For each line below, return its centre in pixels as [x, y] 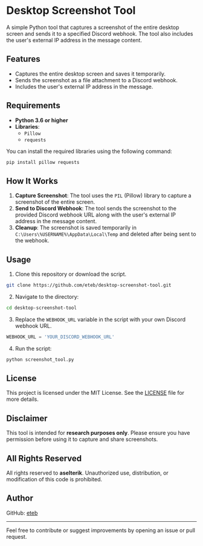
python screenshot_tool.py [40, 359]
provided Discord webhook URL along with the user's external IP [95, 215]
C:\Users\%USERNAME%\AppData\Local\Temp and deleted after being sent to [105, 234]
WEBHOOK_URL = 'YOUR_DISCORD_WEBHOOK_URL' [60, 337]
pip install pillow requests [43, 162]
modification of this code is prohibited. [54, 479]
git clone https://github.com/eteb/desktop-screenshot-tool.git [89, 285]
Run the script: [33, 348]
